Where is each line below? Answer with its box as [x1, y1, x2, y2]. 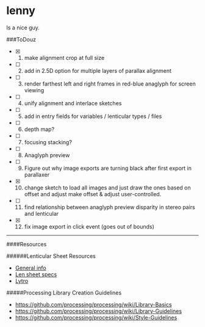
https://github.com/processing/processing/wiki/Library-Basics [15, 301, 172, 308]
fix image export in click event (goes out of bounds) [24, 222, 154, 230]
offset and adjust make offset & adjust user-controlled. [24, 190, 162, 197]
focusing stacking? [24, 138, 72, 145]
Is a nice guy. [6, 24, 40, 31]
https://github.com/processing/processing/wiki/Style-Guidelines [15, 314, 178, 321]
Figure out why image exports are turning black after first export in [24, 164, 192, 172]
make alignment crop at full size [24, 54, 105, 61]
